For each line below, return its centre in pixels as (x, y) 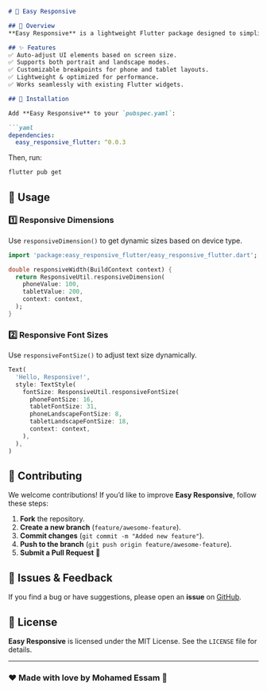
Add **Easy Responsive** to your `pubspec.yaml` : (92, 113)
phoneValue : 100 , (51, 284)
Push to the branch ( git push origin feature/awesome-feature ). (126, 545)
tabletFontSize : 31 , (63, 407)
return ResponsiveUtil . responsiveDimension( (90, 277)
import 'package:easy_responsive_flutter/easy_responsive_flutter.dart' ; (133, 255)
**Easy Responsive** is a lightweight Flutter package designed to (122, 33)
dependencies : (32, 135)
